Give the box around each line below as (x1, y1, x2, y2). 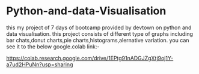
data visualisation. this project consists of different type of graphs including (6, 30, 194, 37)
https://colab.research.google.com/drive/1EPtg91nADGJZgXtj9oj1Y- (6, 54, 174, 61)
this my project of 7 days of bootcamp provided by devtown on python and (6, 24, 192, 31)
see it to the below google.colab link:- (6, 43, 100, 50)
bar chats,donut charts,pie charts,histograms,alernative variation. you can (6, 36, 189, 44)
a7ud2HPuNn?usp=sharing (6, 61, 73, 68)
